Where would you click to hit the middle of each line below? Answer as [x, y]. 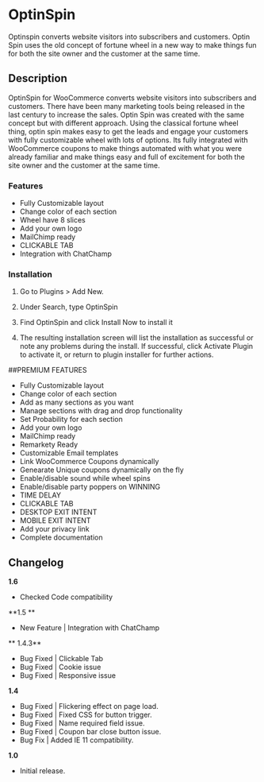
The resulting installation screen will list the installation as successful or [136, 338]
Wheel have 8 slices [52, 220]
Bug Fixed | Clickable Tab [61, 659]
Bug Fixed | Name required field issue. [82, 723]
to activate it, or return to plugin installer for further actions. [117, 354]
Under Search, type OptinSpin [69, 307]
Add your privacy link [54, 529]
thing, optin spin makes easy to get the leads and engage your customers [128, 131]
